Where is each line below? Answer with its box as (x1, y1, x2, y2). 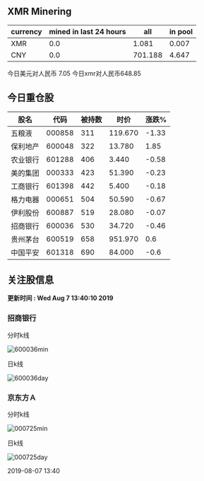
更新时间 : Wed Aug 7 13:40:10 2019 (7, 294, 114, 303)
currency (11, 26, 42, 36)
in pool (169, 26, 193, 36)
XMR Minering (7, 6, 72, 18)
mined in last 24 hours (49, 26, 126, 36)
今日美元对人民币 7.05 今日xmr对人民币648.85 (7, 69, 141, 77)
